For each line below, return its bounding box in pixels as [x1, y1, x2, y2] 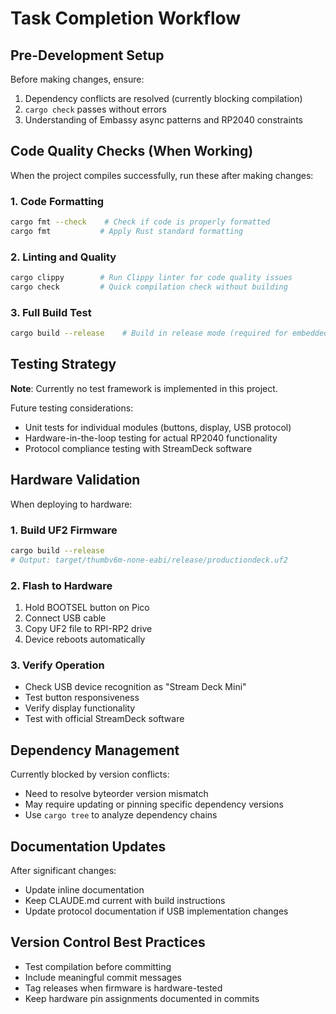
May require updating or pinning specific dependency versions [24, 798, 284, 811]
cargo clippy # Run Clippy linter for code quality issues [10, 273, 293, 283]
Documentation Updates [10, 838, 167, 855]
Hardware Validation [10, 472, 141, 489]
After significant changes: [10, 864, 117, 876]
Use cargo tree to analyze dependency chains [24, 809, 218, 821]
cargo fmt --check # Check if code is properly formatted [10, 217, 271, 227]
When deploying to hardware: [10, 498, 133, 510]
